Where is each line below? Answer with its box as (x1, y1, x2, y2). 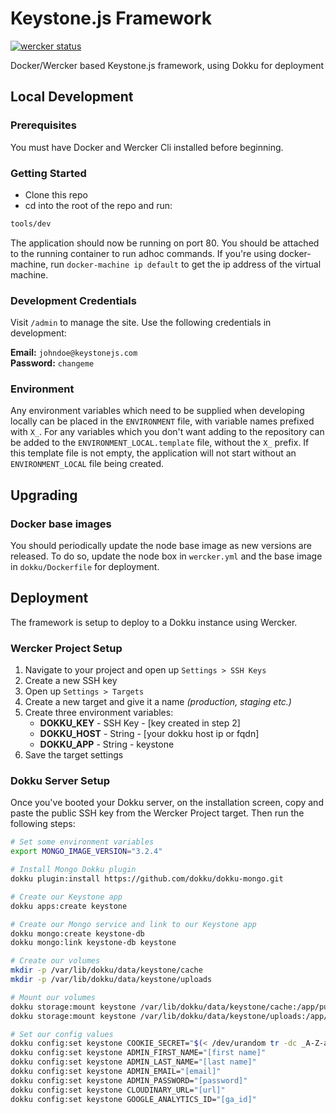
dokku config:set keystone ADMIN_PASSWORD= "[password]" (10, 1075, 248, 1086)
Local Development (10, 88, 134, 106)
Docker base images (10, 517, 112, 531)
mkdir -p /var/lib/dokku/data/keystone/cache (10, 965, 203, 976)
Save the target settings (24, 749, 124, 761)
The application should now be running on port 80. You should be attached (10, 237, 320, 249)
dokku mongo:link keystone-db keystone (10, 938, 177, 948)
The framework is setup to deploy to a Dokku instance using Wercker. (10, 616, 298, 628)
